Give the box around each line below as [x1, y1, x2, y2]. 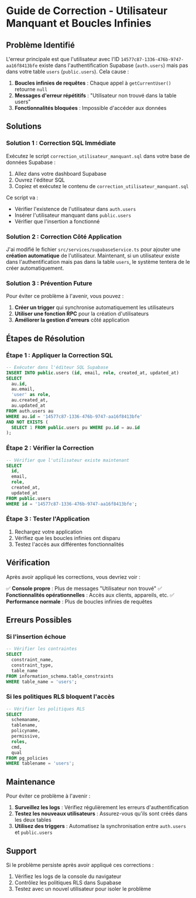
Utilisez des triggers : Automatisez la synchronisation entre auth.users [14, 823, 186, 830]
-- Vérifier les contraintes [6, 646, 77, 652]
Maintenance [6, 777, 56, 787]
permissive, [11, 733, 41, 739]
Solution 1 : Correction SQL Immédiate [6, 139, 116, 148]
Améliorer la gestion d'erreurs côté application [14, 316, 130, 324]
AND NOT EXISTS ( [6, 419, 49, 425]
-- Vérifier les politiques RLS [6, 706, 85, 712]
